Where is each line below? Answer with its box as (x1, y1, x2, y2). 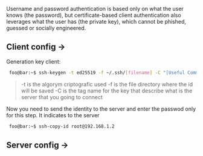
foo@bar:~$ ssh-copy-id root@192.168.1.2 (8, 123, 115, 129)
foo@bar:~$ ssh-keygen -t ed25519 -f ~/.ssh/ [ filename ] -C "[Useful (8, 70, 185, 76)
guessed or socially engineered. (6, 24, 86, 31)
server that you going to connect (21, 93, 103, 100)
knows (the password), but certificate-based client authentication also (6, 11, 181, 19)
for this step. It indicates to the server (6, 111, 100, 119)
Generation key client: (6, 57, 61, 65)
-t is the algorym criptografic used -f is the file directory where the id (21, 80, 193, 88)
